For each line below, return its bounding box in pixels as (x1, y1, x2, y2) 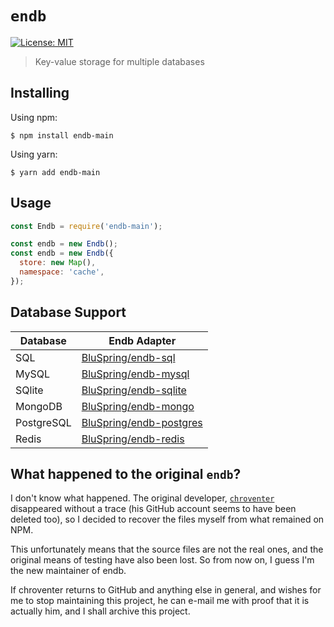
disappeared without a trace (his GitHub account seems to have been (10, 503, 297, 515)
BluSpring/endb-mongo (81, 399, 195, 413)
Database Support (10, 304, 127, 321)
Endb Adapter (108, 333, 177, 347)
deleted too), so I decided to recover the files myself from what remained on (10, 513, 325, 526)
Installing (10, 85, 70, 102)
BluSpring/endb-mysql (81, 367, 190, 381)
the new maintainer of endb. (10, 565, 127, 577)
